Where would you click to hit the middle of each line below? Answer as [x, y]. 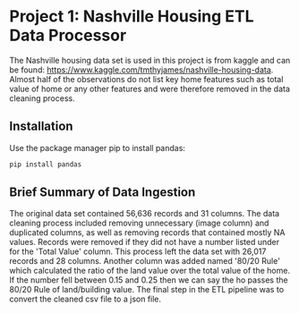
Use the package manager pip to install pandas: [98, 148]
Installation [41, 127]
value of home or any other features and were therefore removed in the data [150, 89]
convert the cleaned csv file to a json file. [85, 299]
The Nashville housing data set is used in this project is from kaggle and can [150, 60]
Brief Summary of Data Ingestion [103, 193]
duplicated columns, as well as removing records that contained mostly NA [147, 233]
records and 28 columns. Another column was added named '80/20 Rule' [145, 261]
